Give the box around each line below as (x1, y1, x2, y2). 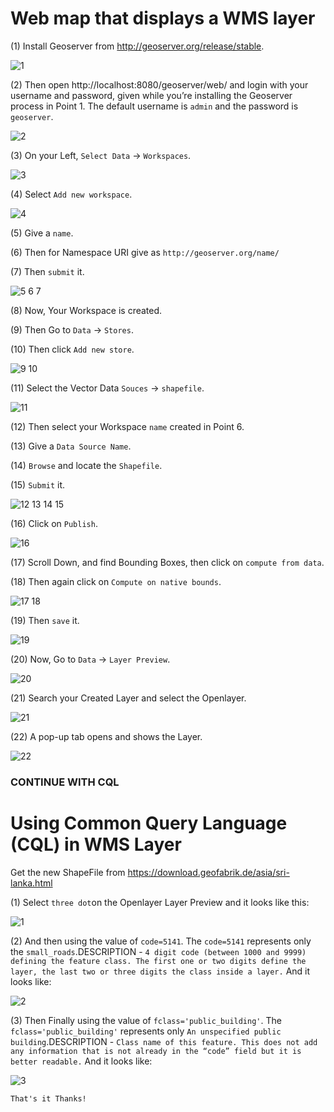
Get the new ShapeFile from (10, 866, 126, 878)
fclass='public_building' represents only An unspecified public (10, 1025, 282, 1037)
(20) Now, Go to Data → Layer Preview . (10, 653, 171, 665)
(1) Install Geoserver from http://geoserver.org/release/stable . (10, 40, 265, 52)
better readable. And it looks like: (10, 1055, 153, 1067)
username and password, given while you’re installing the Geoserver (10, 89, 293, 101)
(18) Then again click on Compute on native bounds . (10, 575, 222, 587)
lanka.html (10, 877, 53, 889)
